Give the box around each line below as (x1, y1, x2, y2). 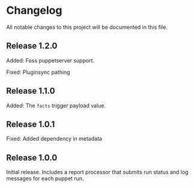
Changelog (6, 4, 62, 17)
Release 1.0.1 (6, 119, 55, 129)
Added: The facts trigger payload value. (6, 102, 106, 109)
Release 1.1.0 (6, 86, 55, 96)
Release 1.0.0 (6, 153, 58, 163)
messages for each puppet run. (6, 175, 84, 182)
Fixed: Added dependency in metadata (6, 135, 102, 142)
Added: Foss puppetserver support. (6, 56, 95, 64)
